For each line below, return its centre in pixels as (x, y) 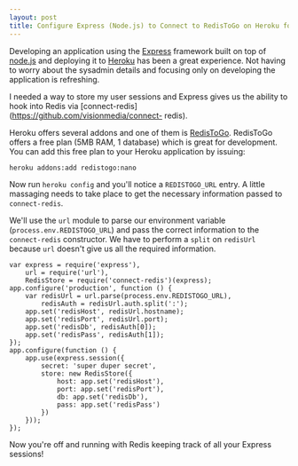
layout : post (33, 17)
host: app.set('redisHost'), (110, 381)
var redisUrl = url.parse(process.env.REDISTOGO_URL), (129, 296)
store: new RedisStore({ (87, 374)
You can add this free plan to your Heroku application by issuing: (127, 151)
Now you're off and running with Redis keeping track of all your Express (141, 444)
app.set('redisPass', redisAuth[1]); (95, 335)
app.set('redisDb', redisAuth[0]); (91, 327)
